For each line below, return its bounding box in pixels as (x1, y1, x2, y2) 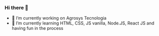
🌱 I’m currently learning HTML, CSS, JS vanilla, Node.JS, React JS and (11, 20, 155, 26)
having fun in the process (11, 25, 63, 31)
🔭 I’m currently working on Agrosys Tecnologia (11, 15, 106, 21)
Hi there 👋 (4, 4, 29, 11)
